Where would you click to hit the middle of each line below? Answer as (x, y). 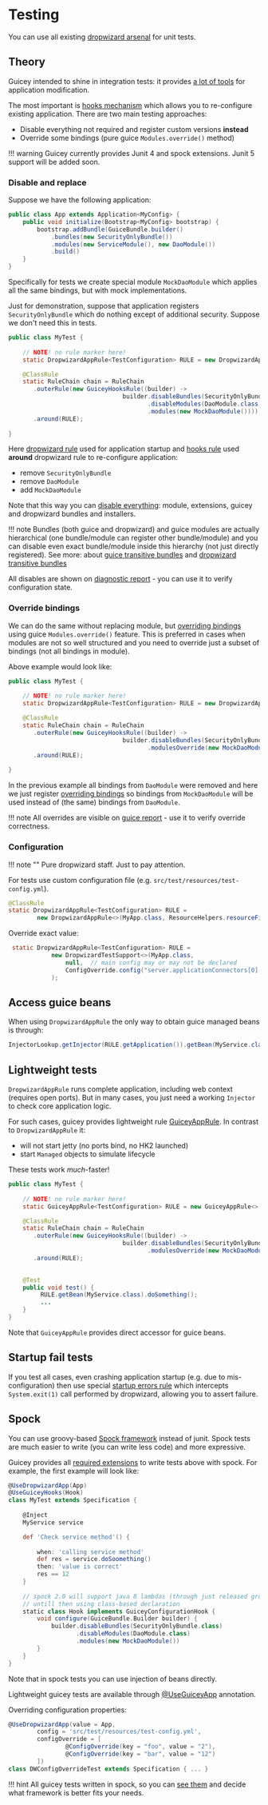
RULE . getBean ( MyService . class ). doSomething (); (119, 1295)
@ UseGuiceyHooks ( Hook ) (46, 1493)
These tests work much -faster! (59, 1170)
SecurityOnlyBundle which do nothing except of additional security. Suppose (134, 314)
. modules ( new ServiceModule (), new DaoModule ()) (133, 244)
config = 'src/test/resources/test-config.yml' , (119, 1732)
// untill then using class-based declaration (101, 1604)
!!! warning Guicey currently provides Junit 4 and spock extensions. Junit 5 (132, 153)
